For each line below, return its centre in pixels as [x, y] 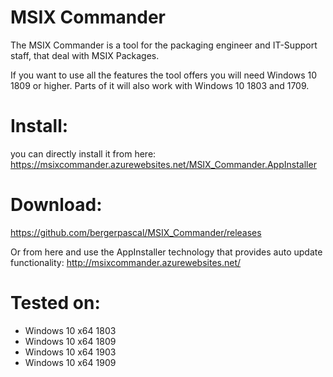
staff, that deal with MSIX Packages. [85, 55]
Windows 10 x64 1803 [70, 330]
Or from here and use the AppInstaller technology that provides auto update [166, 252]
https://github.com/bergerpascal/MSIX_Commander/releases [136, 232]
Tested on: [55, 303]
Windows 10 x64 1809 [70, 341]
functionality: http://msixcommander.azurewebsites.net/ [126, 262]
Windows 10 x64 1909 [70, 362]
